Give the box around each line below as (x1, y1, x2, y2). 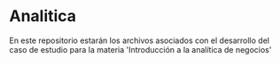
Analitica (9, 6, 77, 26)
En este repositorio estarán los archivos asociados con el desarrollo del (9, 35, 270, 46)
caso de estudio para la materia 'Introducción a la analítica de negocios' (9, 44, 272, 54)
